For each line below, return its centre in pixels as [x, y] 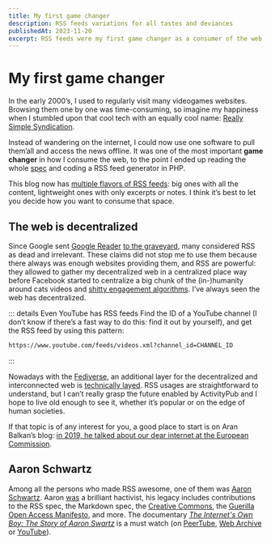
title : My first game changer [59, 16]
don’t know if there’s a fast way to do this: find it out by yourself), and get [130, 322]
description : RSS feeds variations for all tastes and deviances [121, 23]
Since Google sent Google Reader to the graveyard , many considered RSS [132, 246]
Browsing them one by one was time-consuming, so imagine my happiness [133, 109]
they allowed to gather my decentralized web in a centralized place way [128, 272]
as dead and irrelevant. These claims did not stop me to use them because [133, 255]
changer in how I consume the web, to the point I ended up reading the [127, 159]
